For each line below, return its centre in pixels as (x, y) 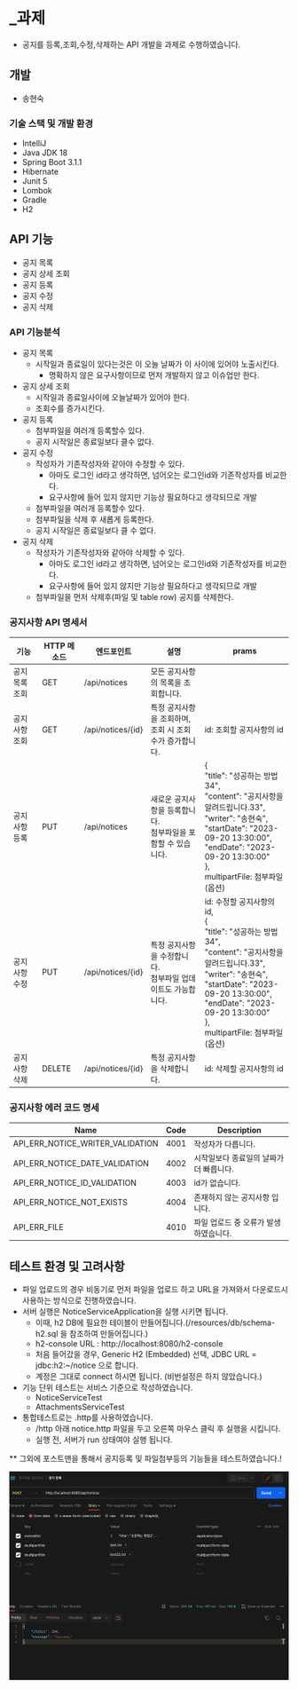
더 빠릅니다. (214, 1169)
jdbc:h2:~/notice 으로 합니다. (87, 1365)
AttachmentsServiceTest (80, 1407)
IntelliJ (34, 144)
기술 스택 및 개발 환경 (51, 123)
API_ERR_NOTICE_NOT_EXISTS (71, 1202)
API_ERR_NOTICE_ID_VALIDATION (75, 1182)
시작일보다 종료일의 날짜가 (239, 1158)
